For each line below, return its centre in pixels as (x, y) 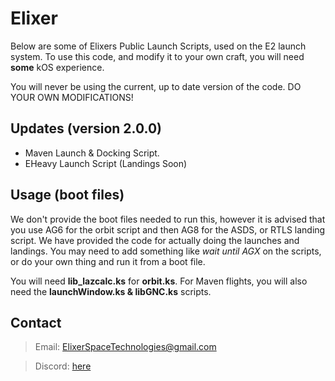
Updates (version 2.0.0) (86, 128)
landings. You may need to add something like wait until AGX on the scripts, (166, 251)
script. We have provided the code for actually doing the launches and (155, 240)
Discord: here (63, 366)
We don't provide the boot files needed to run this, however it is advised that (168, 219)
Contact (36, 322)
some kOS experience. (57, 67)
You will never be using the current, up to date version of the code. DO (156, 86)
